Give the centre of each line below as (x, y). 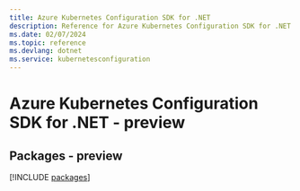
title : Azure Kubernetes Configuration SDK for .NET (110, 17)
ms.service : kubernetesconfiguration (80, 59)
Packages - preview (66, 156)
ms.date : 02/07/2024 (48, 34)
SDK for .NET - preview (97, 123)
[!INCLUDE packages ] (50, 177)
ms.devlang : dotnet (46, 51)
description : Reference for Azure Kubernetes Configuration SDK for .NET (150, 26)
